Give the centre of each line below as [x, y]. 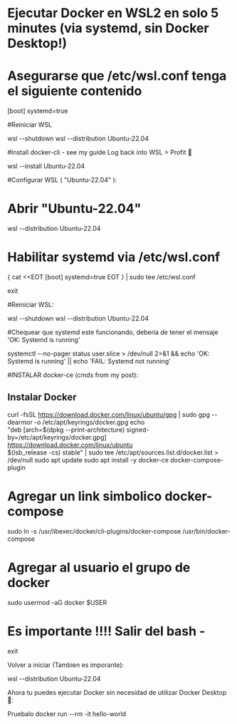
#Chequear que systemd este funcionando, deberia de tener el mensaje [113, 332]
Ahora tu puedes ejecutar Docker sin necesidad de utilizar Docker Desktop [117, 692]
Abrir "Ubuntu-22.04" [74, 209]
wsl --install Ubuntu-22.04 [46, 166]
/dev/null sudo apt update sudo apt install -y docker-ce [88, 460]
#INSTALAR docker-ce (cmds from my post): [73, 375]
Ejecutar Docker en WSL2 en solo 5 [113, 13]
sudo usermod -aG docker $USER [57, 602]
